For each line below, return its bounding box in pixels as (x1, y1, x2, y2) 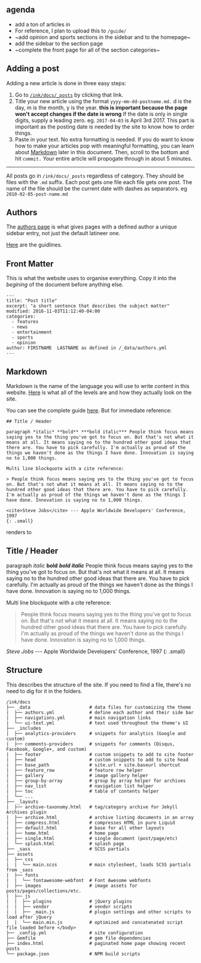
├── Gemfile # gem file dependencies (6, 935, 151, 941)
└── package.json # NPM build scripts (6, 950, 141, 957)
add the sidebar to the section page (14, 40, 103, 47)
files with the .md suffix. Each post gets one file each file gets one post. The (6, 178, 193, 185)
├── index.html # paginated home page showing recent (6, 940, 186, 946)
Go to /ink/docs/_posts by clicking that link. (14, 91, 124, 98)
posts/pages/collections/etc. (6, 887, 82, 894)
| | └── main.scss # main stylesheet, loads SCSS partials (6, 862, 191, 868)
